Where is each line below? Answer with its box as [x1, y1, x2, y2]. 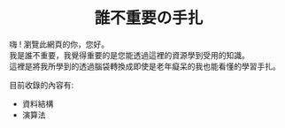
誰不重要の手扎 [94, 8, 204, 28]
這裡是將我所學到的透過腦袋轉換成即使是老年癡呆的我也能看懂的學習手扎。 [9, 61, 281, 72]
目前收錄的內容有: [9, 79, 74, 90]
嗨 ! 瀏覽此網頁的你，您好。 [9, 39, 109, 49]
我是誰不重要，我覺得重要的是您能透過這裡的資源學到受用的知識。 [9, 49, 250, 60]
